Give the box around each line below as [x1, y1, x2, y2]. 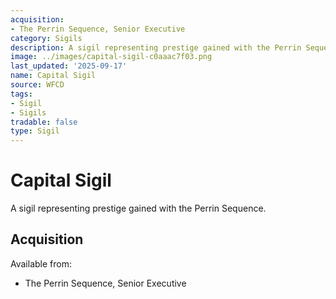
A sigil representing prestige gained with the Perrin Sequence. [10, 202, 267, 215]
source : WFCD [10, 80, 65, 90]
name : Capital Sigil [10, 71, 97, 81]
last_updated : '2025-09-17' [10, 61, 128, 71]
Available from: [10, 257, 72, 270]
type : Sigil [10, 126, 60, 136]
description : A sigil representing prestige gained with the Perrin [10, 42, 302, 53]
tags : [10, 89, 33, 99]
